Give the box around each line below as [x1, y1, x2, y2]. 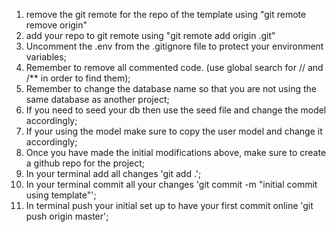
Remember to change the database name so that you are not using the [25, 83, 317, 94]
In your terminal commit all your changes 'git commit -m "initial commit [25, 179, 318, 190]
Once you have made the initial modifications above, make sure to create [25, 147, 327, 158]
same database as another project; [25, 94, 170, 105]
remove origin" [25, 19, 88, 31]
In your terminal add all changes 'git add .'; [25, 168, 202, 179]
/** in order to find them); [25, 72, 131, 84]
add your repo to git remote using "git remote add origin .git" [25, 30, 276, 41]
